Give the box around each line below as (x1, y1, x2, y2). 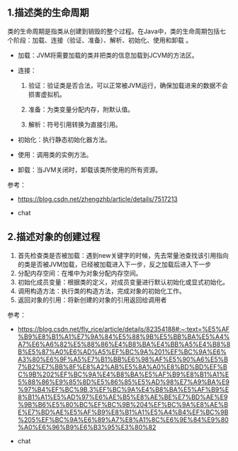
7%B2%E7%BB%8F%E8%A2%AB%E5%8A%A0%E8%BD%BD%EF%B (17, 362, 228, 371)
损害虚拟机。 (28, 89, 66, 98)
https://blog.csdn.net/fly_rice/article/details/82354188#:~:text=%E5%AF (17, 325, 230, 333)
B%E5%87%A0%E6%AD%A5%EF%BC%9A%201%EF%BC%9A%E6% (17, 347, 227, 356)
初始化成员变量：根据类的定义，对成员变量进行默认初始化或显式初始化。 (17, 278, 229, 286)
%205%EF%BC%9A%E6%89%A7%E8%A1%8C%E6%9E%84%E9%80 (17, 415, 229, 424)
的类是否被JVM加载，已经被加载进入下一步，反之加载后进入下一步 (17, 260, 212, 268)
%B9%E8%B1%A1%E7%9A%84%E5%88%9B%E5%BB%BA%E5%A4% (17, 332, 230, 341)
